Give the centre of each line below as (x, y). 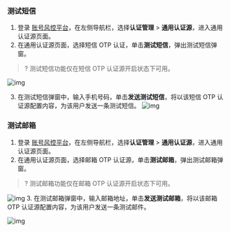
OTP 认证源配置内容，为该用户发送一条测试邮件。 (79, 207)
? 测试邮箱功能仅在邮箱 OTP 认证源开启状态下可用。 (99, 183)
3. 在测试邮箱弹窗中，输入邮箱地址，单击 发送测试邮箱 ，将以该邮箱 (122, 198)
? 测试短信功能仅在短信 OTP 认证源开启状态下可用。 (99, 68)
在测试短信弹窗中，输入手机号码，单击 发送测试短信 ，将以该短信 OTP (116, 97)
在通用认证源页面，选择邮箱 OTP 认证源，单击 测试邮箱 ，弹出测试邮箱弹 (120, 159)
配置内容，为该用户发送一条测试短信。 (85, 106)
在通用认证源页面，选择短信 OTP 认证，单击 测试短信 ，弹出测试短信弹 (117, 45)
